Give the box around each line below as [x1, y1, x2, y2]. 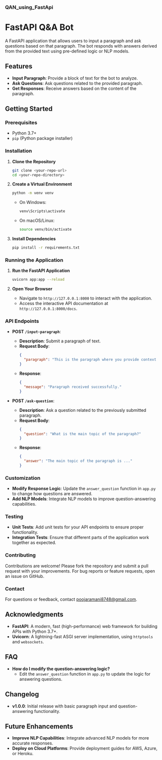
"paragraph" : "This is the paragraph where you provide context [23, 357, 157, 362]
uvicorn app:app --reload [12, 277, 65, 282]
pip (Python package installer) [12, 135, 73, 141]
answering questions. [19, 676, 63, 682]
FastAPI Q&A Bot [5, 22, 74, 33]
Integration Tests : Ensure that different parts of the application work [12, 535, 149, 540]
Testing [5, 513, 23, 520]
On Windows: [19, 200, 47, 205]
